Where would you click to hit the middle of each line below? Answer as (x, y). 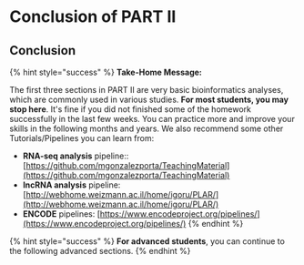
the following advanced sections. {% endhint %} (100, 251)
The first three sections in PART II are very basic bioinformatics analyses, (147, 90)
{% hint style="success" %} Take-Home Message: (106, 72)
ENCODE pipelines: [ (61, 214)
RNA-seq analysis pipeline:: (76, 156)
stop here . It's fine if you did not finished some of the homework (131, 109)
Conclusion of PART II (93, 17)
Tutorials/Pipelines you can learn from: (82, 138)
